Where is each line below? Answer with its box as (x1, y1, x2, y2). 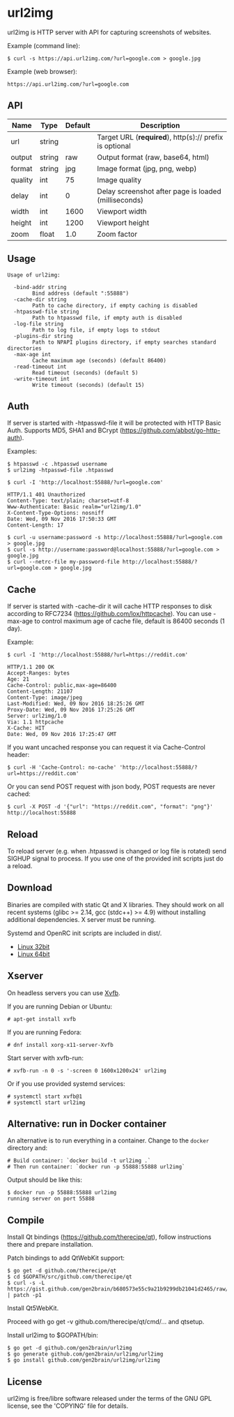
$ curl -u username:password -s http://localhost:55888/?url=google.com (7, 534, 223, 541)
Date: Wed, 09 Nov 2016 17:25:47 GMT (7, 731, 117, 738)
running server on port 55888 (7, 1196, 95, 1203)
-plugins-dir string (13, 332, 73, 339)
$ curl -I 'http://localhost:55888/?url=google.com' (7, 479, 164, 486)
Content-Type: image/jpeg (7, 694, 82, 701)
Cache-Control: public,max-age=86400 (7, 682, 117, 689)
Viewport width (97, 206, 148, 216)
